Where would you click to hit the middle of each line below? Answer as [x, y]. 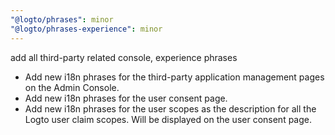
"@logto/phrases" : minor [62, 19]
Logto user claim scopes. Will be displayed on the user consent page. [168, 119]
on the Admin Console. [72, 87]
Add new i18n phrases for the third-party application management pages [174, 77]
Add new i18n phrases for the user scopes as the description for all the [170, 108]
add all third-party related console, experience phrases [124, 57]
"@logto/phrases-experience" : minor [86, 29]
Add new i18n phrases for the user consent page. [126, 98]
